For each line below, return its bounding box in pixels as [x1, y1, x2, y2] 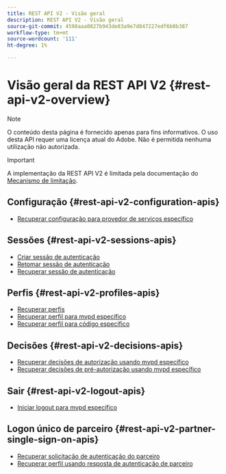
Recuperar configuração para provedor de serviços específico [16, 214, 194, 223]
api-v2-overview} [7, 92, 111, 108]
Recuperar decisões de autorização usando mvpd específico [16, 358, 190, 366]
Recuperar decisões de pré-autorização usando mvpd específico [16, 365, 201, 374]
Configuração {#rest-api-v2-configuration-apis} [7, 196, 220, 208]
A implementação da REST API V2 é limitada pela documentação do [7, 169, 199, 177]
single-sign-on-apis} [7, 434, 99, 446]
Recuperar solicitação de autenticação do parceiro [16, 452, 160, 460]
